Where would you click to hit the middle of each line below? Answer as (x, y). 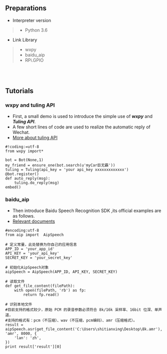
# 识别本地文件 (19, 304)
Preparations (26, 8)
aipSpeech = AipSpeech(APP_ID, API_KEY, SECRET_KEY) (61, 272)
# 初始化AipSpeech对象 (27, 267)
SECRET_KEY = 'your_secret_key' (39, 258)
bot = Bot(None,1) (24, 160)
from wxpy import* (24, 151)
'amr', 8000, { (21, 333)
